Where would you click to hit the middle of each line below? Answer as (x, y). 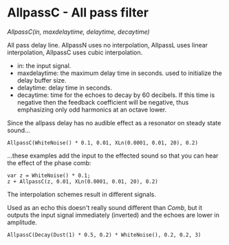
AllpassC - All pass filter (78, 13)
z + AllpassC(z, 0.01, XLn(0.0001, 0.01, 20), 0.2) (83, 181)
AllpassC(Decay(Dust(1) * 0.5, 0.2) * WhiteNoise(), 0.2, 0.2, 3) (104, 235)
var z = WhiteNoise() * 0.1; (49, 175)
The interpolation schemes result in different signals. (81, 194)
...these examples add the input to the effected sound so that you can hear (113, 156)
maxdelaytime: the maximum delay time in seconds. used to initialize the (119, 73)
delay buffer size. (42, 80)
